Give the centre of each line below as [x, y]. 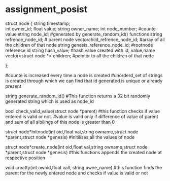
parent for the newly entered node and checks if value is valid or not [77, 173]
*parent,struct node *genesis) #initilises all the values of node [70, 137]
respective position [25, 158]
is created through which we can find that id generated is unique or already [84, 81]
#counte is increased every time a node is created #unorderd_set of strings [84, 75]
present [13, 86]
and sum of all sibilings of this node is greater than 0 [60, 122]
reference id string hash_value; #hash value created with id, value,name [80, 50]
